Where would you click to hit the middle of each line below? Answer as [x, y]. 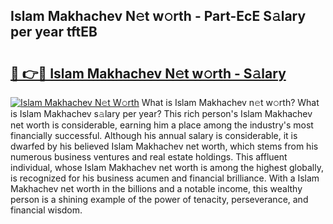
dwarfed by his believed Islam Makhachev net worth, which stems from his [164, 146]
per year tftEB [54, 32]
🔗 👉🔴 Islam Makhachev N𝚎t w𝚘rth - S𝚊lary [148, 73]
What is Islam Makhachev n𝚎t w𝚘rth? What [230, 102]
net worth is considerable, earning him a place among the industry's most [162, 125]
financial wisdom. [46, 210]
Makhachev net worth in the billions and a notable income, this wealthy [156, 188]
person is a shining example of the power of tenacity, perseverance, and [159, 199]
